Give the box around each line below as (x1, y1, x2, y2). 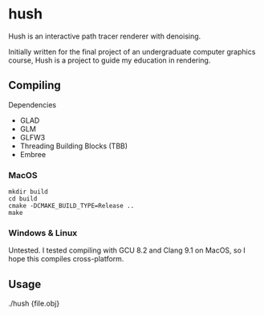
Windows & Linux (8, 227, 78, 238)
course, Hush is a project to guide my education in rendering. (8, 55, 211, 65)
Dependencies (8, 99, 57, 109)
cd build (8, 195, 38, 203)
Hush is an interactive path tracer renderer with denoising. (8, 31, 201, 41)
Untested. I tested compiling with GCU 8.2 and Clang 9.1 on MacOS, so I (8, 245, 246, 255)
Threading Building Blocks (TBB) (19, 141, 128, 151)
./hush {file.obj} (8, 298, 60, 309)
